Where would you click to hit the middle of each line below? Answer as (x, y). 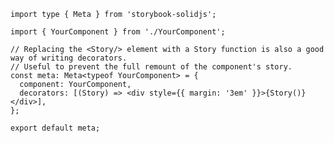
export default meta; (55, 128)
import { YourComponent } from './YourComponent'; (118, 32)
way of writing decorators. (69, 58)
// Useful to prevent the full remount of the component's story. (151, 67)
